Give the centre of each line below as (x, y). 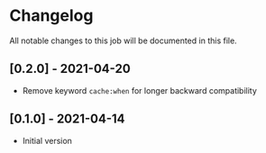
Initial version (47, 140)
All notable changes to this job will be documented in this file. (123, 40)
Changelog (51, 16)
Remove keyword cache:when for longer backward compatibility (139, 90)
